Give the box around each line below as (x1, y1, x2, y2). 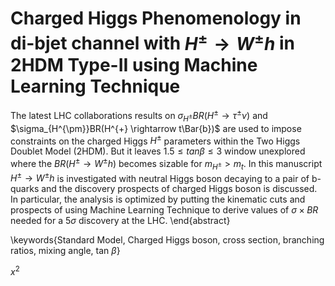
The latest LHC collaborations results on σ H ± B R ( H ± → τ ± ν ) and (10, 108, 268, 124)
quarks (10, 183, 40, 195)
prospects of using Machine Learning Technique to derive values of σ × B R (10, 204, 319, 216)
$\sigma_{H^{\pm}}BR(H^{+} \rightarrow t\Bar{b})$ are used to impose (10, 122, 302, 134)
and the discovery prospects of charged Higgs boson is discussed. (41, 183, 318, 195)
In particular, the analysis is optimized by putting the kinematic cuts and (10, 193, 306, 206)
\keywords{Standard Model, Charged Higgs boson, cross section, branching (10, 234, 325, 246)
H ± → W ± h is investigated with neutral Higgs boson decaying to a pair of (10, 170, 310, 184)
